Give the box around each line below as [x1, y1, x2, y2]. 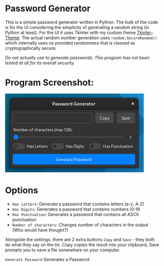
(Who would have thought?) [12, 227, 69, 233]
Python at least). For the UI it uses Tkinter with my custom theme [5, 29, 136, 35]
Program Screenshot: [5, 77, 94, 88]
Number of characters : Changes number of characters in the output [12, 221, 148, 228]
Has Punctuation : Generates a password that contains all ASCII [12, 211, 139, 217]
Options [5, 185, 38, 196]
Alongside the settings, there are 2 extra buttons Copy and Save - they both [5, 236, 155, 242]
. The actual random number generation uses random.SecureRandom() [19, 35, 158, 41]
